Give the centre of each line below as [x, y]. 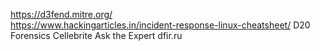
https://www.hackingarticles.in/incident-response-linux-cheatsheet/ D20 [160, 25]
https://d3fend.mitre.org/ [61, 14]
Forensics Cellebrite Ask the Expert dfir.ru [96, 35]
